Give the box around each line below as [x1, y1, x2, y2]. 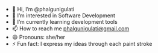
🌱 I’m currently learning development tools [11, 18, 118, 25]
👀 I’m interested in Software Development [11, 12, 116, 19]
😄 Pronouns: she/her [11, 33, 65, 40]
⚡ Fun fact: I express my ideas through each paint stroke [11, 40, 153, 47]
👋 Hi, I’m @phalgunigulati [11, 6, 75, 13]
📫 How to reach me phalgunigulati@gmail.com [11, 25, 130, 32]
